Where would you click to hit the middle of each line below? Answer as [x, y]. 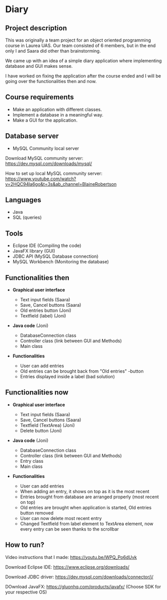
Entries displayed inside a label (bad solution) [67, 377]
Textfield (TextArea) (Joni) [47, 425]
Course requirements [40, 97]
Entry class [32, 461]
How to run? [25, 545]
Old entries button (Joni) [46, 310]
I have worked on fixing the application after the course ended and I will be [83, 76]
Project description [36, 28]
